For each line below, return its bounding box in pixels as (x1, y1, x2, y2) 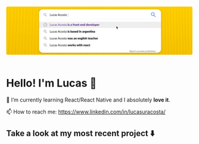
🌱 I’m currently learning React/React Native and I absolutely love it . (6, 96, 171, 103)
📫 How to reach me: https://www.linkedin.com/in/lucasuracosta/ (6, 108, 166, 115)
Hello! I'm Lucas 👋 (6, 76, 97, 90)
